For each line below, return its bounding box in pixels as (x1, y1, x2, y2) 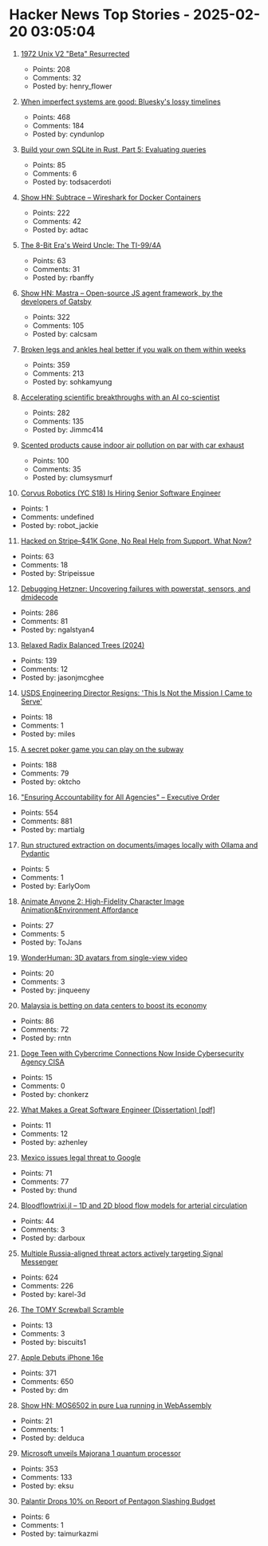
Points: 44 (20, 1216, 55, 1225)
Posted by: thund (20, 1185, 77, 1194)
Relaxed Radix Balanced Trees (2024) (20, 640, 145, 649)
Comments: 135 (32, 416, 85, 426)
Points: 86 (20, 1016, 54, 1026)
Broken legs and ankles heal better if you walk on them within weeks (20, 345, 246, 354)
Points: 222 (32, 207, 70, 217)
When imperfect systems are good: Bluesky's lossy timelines (20, 97, 222, 106)
